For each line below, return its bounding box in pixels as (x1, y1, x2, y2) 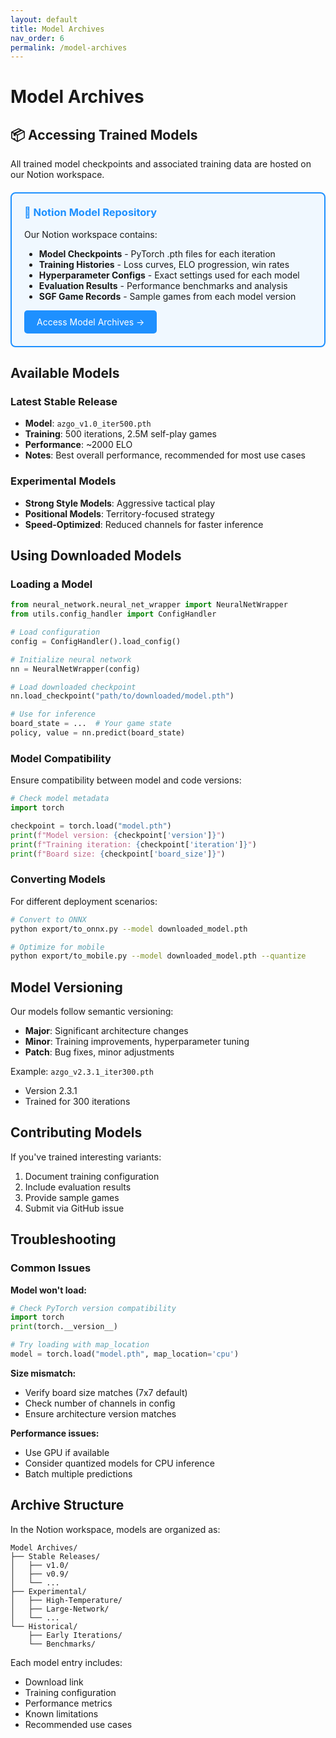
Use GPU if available (24, 1446, 110, 1458)
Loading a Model (10, 577, 93, 591)
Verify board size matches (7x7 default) (24, 1386, 188, 1398)
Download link (24, 1676, 84, 1688)
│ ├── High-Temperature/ (10, 1595, 123, 1605)
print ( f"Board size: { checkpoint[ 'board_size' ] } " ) (10, 849, 226, 859)
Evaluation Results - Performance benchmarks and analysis (38, 279, 288, 291)
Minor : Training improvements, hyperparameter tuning (24, 1036, 250, 1048)
